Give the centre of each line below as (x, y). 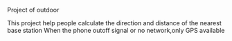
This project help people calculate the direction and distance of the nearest (114, 23)
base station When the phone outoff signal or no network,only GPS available (116, 30)
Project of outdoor (33, 10)
